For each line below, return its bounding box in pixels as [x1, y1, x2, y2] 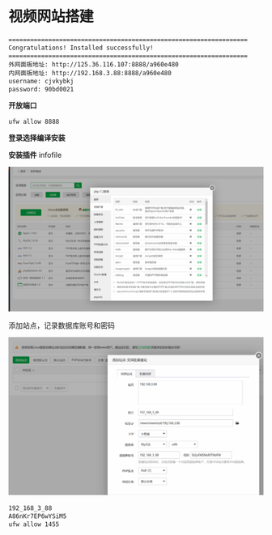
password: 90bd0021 [8, 85, 74, 93]
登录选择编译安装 [8, 133, 66, 142]
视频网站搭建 [8, 7, 95, 26]
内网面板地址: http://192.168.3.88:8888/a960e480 [8, 69, 172, 77]
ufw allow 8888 [8, 117, 60, 125]
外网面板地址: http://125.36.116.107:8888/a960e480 [8, 60, 180, 69]
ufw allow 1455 [8, 520, 60, 529]
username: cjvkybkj [8, 77, 74, 85]
